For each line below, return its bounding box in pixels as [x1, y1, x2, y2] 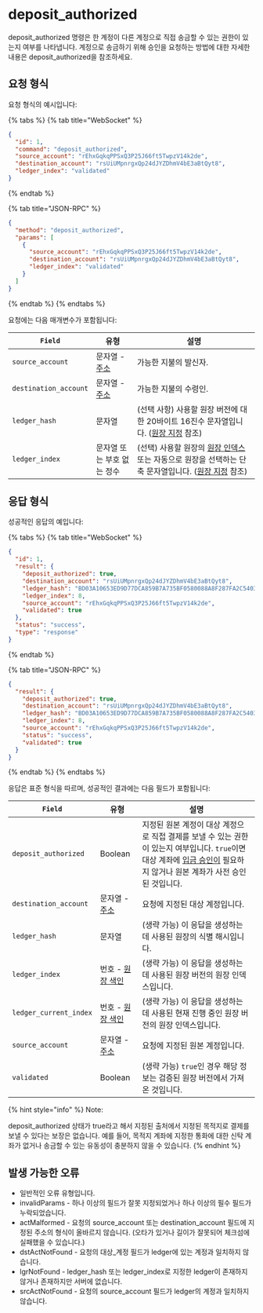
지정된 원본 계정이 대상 [142, 819, 221, 830]
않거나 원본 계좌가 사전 [151, 866, 230, 877]
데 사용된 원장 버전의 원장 [142, 970, 230, 981]
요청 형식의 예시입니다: [8, 100, 77, 109]
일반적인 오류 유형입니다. [19, 1188, 95, 1198]
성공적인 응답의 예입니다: [8, 517, 84, 527]
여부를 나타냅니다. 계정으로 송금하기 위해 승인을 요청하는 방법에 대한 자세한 [22, 42, 250, 52]
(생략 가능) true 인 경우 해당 [142, 1061, 238, 1072]
